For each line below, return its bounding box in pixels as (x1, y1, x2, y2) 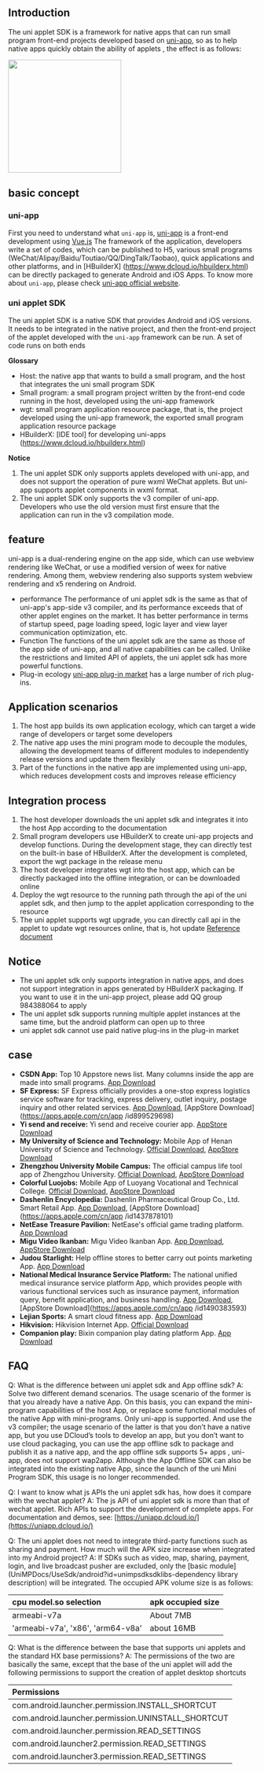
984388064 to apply (19, 1001, 87, 1010)
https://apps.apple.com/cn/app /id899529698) (22, 1111, 174, 1120)
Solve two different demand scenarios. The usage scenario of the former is (8, 1388, 251, 1398)
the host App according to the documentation (19, 823, 167, 833)
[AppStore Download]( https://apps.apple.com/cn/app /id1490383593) (19, 1303, 247, 1312)
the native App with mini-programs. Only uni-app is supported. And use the (8, 1414, 252, 1423)
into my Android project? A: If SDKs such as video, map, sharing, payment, (8, 1553, 250, 1562)
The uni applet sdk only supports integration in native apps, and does (19, 976, 244, 985)
